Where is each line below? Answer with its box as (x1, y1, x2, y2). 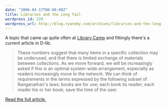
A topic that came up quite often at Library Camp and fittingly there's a (5, 35, 150, 41)
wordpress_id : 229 (5, 16, 43, 21)
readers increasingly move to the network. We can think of (17, 71, 138, 77)
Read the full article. (5, 97, 46, 103)
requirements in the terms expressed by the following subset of (17, 76, 148, 82)
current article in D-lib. (5, 40, 52, 46)
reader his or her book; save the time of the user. (17, 87, 118, 93)
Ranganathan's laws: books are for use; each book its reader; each (17, 82, 155, 88)
